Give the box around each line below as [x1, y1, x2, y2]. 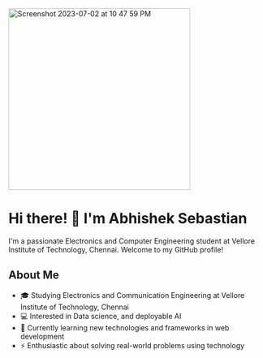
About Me [8, 268, 59, 283]
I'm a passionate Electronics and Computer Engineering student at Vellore [8, 235, 256, 246]
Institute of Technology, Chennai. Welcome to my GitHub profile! [8, 244, 224, 254]
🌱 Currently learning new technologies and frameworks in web [19, 322, 230, 332]
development [19, 331, 65, 341]
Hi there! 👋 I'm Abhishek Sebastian [8, 209, 248, 228]
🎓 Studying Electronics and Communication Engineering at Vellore [19, 290, 245, 300]
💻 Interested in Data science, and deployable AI [19, 311, 182, 321]
